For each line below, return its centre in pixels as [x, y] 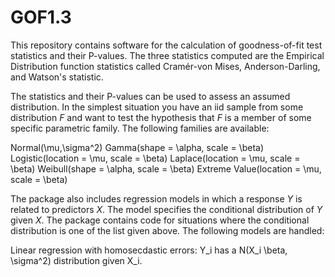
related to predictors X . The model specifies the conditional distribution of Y [166, 209]
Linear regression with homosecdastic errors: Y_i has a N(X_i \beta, [149, 250]
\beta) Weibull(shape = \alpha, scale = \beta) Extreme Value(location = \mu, [166, 168]
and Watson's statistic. [57, 77]
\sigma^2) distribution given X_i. [76, 260]
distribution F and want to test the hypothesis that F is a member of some [161, 117]
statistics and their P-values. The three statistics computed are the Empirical [167, 55]
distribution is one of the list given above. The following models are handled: [167, 230]
